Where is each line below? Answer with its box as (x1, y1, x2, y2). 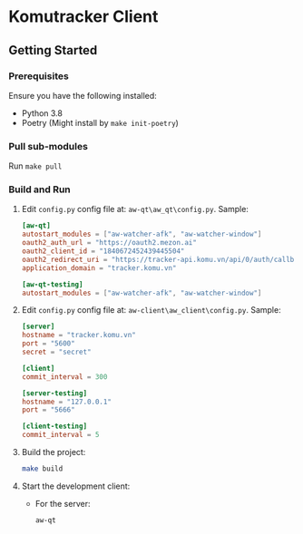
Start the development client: (21, 481, 131, 491)
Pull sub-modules (8, 140, 88, 152)
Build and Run (8, 183, 72, 196)
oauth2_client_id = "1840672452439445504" (21, 247, 185, 256)
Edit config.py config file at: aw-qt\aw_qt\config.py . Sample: (21, 204, 249, 215)
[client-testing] (21, 422, 88, 432)
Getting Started (8, 43, 98, 58)
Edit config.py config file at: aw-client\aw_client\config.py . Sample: (21, 305, 282, 316)
